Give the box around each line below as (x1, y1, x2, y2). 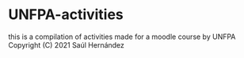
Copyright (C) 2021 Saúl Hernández (8, 40, 125, 49)
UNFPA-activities (8, 6, 124, 24)
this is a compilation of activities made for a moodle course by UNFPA (8, 32, 236, 41)
